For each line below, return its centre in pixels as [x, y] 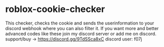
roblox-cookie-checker [55, 9]
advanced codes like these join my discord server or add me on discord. [81, 33]
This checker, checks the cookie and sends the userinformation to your [80, 23]
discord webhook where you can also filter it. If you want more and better [82, 28]
